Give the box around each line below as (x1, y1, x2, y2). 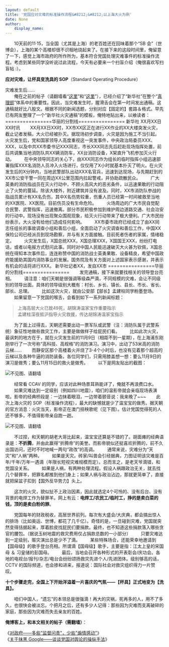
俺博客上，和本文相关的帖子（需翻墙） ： (5, 619, 87, 625)
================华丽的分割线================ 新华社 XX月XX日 (5, 119, 162, 125)
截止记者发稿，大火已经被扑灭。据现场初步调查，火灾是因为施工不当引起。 (5, 131, 159, 137)
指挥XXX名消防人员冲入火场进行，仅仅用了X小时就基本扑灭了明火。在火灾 (9, 162, 163, 168)
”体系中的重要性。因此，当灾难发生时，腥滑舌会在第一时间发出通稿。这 (14, 100, 162, 106)
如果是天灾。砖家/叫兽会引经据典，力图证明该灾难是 (52, 453, 159, 459)
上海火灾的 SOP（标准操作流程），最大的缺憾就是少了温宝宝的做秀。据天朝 (9, 400, 163, 406)
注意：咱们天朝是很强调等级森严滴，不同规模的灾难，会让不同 (28, 275, 156, 282)
